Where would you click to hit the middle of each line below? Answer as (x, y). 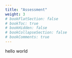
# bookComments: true (27, 37)
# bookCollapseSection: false (36, 32)
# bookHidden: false (26, 28)
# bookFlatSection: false (32, 19)
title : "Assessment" (26, 10)
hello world (17, 51)
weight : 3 (15, 14)
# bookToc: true (22, 23)
